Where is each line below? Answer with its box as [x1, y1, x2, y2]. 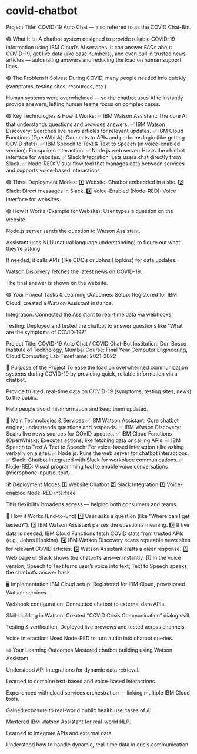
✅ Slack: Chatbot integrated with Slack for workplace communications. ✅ [6, 456, 184, 463]
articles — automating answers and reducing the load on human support [6, 56, 182, 63]
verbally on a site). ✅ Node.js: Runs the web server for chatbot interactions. [6, 449, 189, 457]
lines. [6, 62, 19, 69]
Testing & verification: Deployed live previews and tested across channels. [6, 623, 186, 630]
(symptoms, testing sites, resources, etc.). [6, 82, 108, 89]
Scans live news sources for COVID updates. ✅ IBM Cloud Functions [6, 430, 172, 437]
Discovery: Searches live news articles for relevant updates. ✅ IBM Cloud [6, 127, 184, 134]
